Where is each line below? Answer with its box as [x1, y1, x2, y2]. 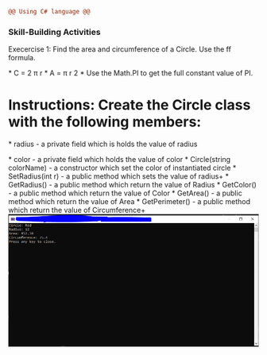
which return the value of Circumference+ [8, 206, 146, 215]
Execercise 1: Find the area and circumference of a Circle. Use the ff [8, 44, 232, 54]
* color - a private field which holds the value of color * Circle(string [8, 155, 231, 164]
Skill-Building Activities [8, 26, 101, 37]
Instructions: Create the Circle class [8, 96, 251, 114]
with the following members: [8, 113, 202, 131]
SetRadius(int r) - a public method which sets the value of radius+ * [8, 172, 229, 181]
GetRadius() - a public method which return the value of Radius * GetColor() [8, 180, 257, 190]
